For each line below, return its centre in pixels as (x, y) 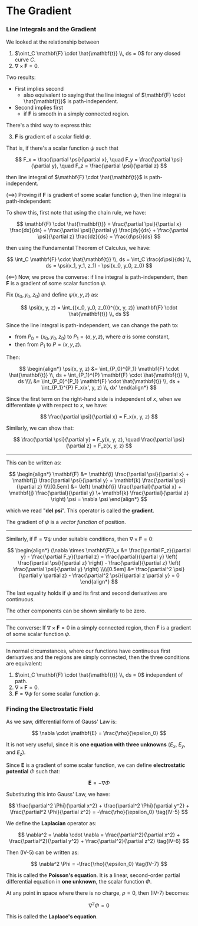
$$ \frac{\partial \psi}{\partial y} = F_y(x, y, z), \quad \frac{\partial (93, 439)
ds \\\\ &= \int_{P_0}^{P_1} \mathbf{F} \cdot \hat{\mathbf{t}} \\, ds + (99, 381)
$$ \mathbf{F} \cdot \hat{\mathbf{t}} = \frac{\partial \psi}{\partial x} (99, 224)
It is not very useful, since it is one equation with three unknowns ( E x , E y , (96, 745)
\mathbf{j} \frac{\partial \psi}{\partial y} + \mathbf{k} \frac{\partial (93, 480)
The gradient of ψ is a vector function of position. (66, 522)
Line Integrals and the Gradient (51, 29)
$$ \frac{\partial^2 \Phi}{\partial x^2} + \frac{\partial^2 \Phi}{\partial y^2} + (99, 805)
